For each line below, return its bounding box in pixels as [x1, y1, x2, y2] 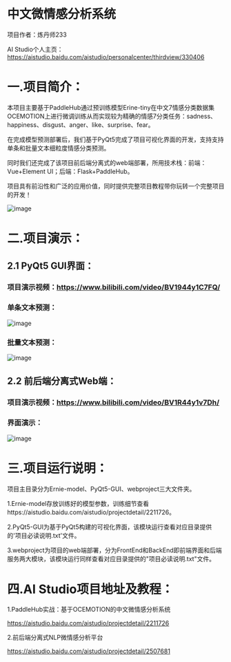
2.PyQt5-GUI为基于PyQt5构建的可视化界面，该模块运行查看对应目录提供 [7, 523, 212, 531]
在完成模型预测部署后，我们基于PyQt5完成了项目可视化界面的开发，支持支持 [7, 135, 224, 144]
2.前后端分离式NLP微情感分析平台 [7, 633, 103, 642]
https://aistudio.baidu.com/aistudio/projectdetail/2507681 [7, 647, 171, 656]
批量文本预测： [7, 338, 57, 347]
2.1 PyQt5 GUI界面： [7, 260, 94, 272]
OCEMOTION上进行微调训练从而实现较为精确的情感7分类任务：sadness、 [7, 112, 217, 120]
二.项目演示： [7, 231, 84, 246]
